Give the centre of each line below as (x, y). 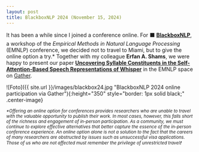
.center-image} (25, 100)
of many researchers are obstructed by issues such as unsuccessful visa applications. (96, 137)
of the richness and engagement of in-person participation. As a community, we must (95, 121)
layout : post (22, 12)
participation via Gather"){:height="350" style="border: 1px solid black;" (95, 93)
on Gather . (19, 75)
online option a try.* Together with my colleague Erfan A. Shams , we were (98, 56)
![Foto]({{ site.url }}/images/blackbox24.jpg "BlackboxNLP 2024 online (94, 87)
